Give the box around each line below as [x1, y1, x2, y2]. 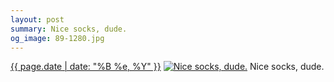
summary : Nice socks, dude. [10, 24, 128, 34]
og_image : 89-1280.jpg [10, 33, 105, 43]
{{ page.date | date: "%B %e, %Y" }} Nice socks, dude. [10, 61, 325, 73]
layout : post [10, 14, 65, 25]
